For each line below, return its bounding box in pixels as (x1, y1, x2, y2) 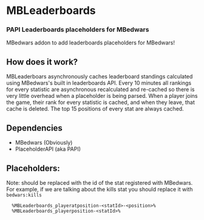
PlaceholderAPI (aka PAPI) (15, 145, 81, 153)
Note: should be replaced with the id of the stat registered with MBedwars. (6, 179, 193, 186)
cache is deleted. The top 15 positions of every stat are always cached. (6, 105, 184, 112)
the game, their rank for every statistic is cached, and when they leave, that (6, 98, 195, 106)
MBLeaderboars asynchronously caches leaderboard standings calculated (6, 73, 193, 80)
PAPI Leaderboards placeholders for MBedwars (6, 26, 149, 34)
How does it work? (6, 57, 78, 67)
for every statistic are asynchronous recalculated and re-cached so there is (6, 86, 195, 93)
